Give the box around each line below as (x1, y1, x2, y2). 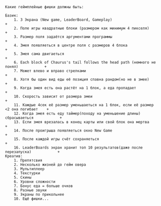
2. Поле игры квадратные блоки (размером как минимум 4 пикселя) (14, 26, 150, 31)
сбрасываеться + (5, 115, 62, 120)
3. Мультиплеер (14, 167, 45, 171)
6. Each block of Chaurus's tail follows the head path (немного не (14, 60, 156, 65)
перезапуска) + (5, 150, 60, 154)
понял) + (5, 64, 47, 69)
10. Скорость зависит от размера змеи (14, 94, 93, 99)
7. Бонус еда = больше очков (14, 184, 73, 188)
